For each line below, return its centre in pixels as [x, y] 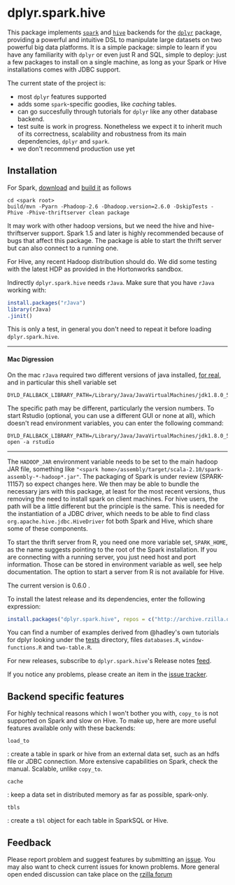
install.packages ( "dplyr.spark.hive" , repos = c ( [81, 619]
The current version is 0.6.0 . [49, 585]
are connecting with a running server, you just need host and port [101, 557]
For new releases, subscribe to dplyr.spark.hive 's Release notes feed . [109, 661]
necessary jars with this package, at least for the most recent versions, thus [116, 491]
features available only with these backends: [71, 728]
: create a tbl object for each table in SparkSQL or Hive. [88, 821]
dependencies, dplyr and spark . [63, 141]
